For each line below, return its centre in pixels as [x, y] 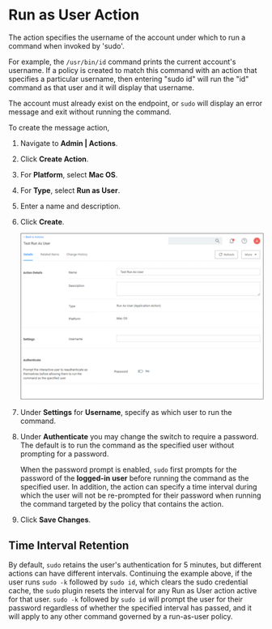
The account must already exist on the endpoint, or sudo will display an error [136, 103]
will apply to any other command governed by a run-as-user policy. [121, 616]
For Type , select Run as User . [70, 190]
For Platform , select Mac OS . [69, 174]
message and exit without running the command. [90, 112]
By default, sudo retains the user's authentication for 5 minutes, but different [135, 565]
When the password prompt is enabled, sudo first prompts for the [128, 470]
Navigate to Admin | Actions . [69, 143]
